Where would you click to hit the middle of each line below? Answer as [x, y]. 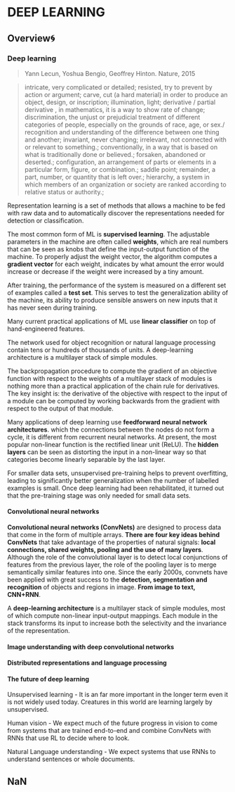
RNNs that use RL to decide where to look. [68, 738]
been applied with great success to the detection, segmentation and [107, 580]
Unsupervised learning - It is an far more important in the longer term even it [117, 695]
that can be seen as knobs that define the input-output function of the [108, 249]
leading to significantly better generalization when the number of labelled [113, 480]
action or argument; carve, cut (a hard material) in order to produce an [126, 94]
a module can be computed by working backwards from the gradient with [113, 401]
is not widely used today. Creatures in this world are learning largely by [110, 702]
